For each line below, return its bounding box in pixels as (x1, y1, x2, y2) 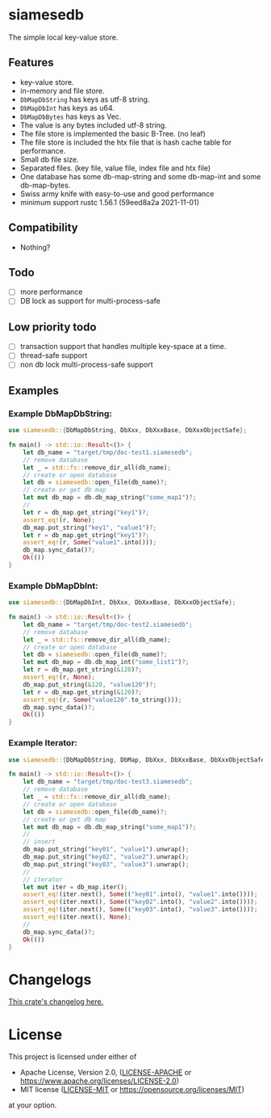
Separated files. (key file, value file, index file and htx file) (19, 163, 211, 173)
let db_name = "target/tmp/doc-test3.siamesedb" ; (23, 778, 194, 786)
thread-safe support (19, 351, 88, 360)
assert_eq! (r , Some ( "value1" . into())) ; (23, 539, 157, 547)
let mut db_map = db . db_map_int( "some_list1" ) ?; (23, 658, 190, 666)
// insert (23, 838, 56, 846)
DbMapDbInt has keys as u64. (19, 103, 115, 112)
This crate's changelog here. (8, 997, 104, 1007)
